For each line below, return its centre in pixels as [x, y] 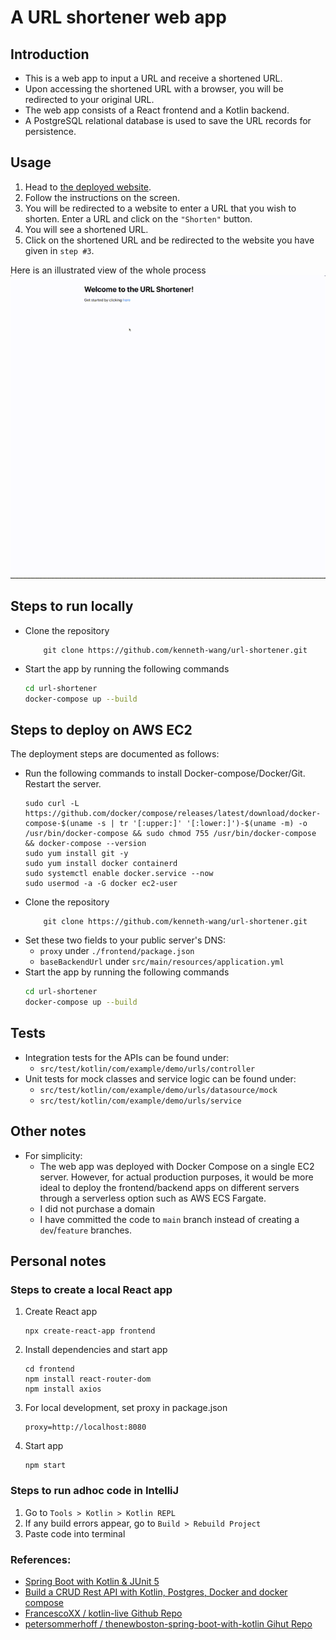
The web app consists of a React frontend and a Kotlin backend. [157, 110]
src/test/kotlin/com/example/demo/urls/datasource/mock [158, 1090]
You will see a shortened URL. [86, 229]
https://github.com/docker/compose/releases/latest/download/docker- [173, 814]
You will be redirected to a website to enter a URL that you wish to [160, 208]
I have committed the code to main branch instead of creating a [169, 1219]
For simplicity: [53, 1155]
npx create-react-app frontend [90, 1331]
